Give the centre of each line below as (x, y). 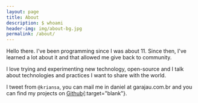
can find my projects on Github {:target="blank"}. (67, 93)
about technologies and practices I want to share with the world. (86, 75)
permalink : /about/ (31, 34)
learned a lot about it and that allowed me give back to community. (89, 57)
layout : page (23, 12)
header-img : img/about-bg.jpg (44, 28)
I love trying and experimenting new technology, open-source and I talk (95, 69)
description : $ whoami (35, 23)
